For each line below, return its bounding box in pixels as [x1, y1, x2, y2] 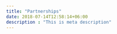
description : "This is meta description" [6, 19, 112, 25]
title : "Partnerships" [6, 8, 62, 14]
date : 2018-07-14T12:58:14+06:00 [6, 14, 88, 20]
